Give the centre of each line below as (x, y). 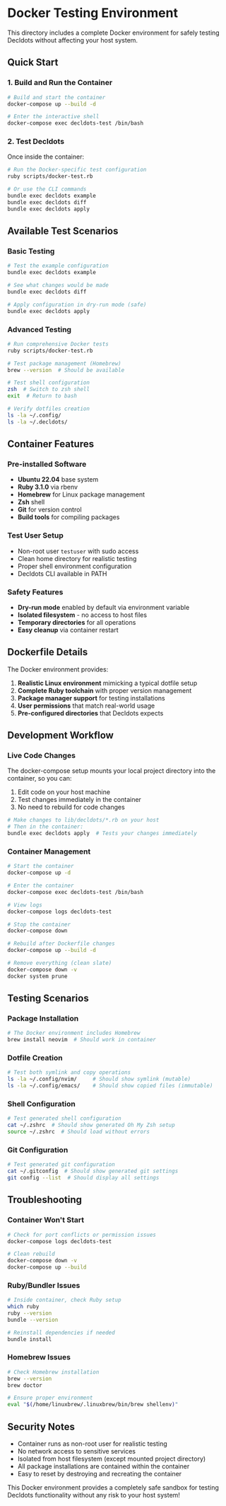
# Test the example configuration (58, 266)
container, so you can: (40, 779)
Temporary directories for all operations (77, 622)
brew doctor (25, 1385)
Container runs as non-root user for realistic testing (92, 1444)
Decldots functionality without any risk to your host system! (94, 1495)
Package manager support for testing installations (91, 698)
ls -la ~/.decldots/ (38, 422)
